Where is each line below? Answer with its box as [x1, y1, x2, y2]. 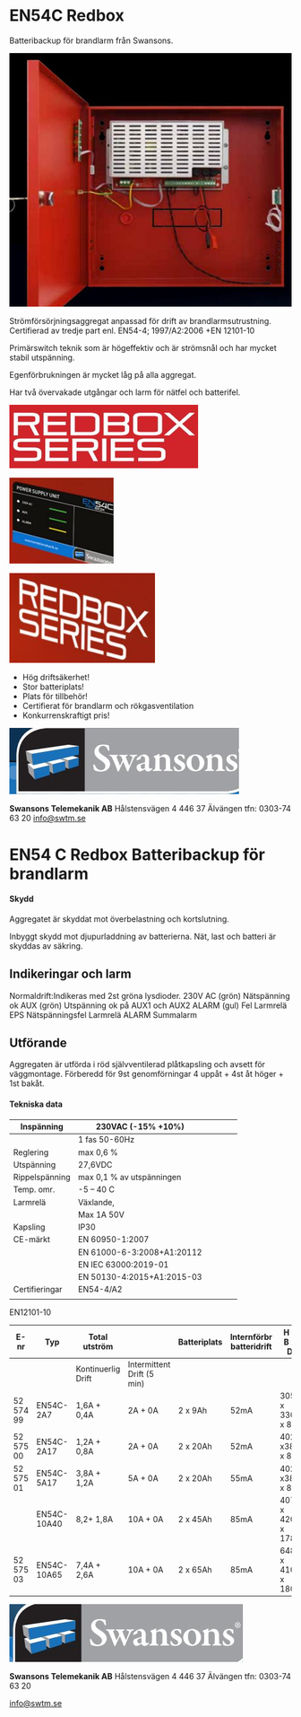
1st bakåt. [9, 1078, 45, 1089]
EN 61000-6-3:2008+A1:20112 [77, 1247, 202, 1257]
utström [82, 1341, 114, 1352]
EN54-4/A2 [77, 1284, 123, 1295]
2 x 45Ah [177, 1513, 212, 1524]
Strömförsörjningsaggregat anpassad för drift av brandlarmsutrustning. [9, 316, 271, 327]
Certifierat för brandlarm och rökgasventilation [21, 701, 194, 712]
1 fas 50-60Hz [77, 1134, 135, 1145]
